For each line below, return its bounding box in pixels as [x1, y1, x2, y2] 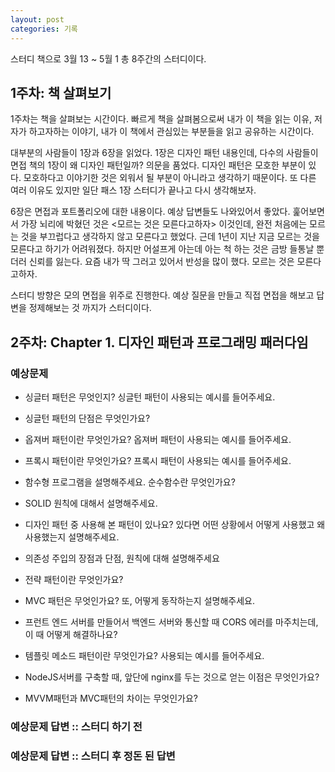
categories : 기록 [10, 24, 78, 34]
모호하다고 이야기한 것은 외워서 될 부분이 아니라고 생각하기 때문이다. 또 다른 [23, 172, 317, 184]
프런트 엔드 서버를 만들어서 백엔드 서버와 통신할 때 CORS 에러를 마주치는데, [24, 616, 319, 628]
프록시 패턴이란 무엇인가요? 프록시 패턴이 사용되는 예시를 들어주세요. [24, 455, 292, 466]
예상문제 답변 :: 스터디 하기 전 [10, 719, 143, 733]
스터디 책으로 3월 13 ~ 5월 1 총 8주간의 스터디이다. [10, 52, 207, 65]
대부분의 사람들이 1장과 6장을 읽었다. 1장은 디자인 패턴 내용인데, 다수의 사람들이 [10, 147, 319, 159]
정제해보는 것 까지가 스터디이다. [28, 302, 152, 314]
